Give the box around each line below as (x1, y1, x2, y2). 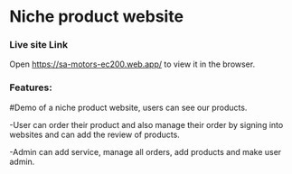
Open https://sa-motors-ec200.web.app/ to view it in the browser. (9, 59, 256, 69)
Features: (9, 81, 52, 94)
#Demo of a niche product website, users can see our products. (9, 102, 248, 113)
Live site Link (9, 39, 69, 51)
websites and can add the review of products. (9, 129, 181, 140)
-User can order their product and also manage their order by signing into (9, 119, 284, 130)
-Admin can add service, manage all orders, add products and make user (9, 146, 282, 157)
